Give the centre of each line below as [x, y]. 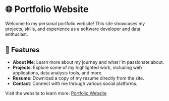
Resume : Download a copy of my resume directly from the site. [78, 78]
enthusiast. [17, 34]
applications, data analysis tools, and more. [58, 73]
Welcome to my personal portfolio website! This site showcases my [75, 23]
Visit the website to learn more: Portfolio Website [56, 93]
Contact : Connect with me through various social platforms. [75, 83]
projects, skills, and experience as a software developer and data [73, 29]
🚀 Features [22, 50]
